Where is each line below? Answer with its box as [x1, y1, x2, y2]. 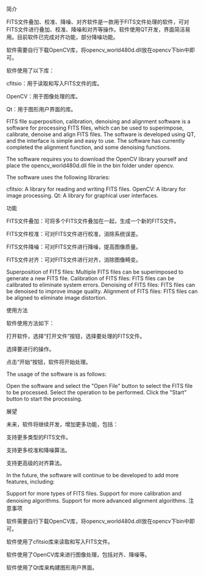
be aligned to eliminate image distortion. [6, 294, 107, 301]
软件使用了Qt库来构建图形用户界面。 [6, 564, 98, 571]
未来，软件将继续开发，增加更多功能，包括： [6, 421, 119, 427]
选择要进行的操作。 [6, 345, 55, 353]
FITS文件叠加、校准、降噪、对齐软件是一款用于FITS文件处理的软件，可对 [6, 18, 190, 26]
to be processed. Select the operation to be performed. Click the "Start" [6, 389, 187, 396]
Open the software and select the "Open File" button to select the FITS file [6, 382, 193, 389]
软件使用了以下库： [6, 67, 55, 74]
